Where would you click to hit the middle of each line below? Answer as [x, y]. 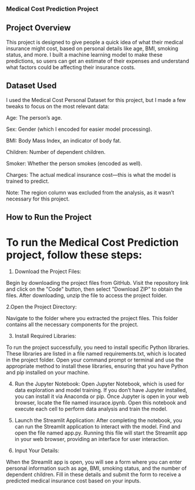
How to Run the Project [49, 217]
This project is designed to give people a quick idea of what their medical [95, 42]
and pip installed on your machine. [48, 372]
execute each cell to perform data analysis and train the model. [91, 409]
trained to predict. [28, 181]
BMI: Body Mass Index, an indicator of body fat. [64, 140]
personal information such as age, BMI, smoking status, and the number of [96, 468]
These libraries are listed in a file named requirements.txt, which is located [96, 353]
